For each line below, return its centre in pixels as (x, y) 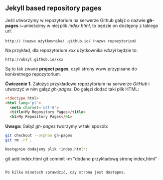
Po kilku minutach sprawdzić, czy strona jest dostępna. (66, 172)
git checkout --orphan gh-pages (39, 135)
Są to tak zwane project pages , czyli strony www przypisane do (71, 68)
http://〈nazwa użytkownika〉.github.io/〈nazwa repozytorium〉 (72, 41)
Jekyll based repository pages (53, 8)
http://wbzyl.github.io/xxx (34, 59)
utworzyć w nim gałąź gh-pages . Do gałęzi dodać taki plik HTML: (72, 89)
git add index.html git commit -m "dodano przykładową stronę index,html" (81, 158)
